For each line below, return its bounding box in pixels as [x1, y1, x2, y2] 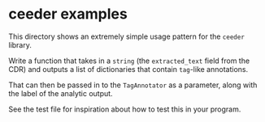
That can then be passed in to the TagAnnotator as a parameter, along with [8, 80, 258, 90]
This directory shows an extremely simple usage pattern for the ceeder [8, 32, 245, 41]
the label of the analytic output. [8, 88, 113, 98]
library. [8, 40, 33, 49]
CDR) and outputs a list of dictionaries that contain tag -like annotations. [8, 64, 249, 74]
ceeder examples [8, 5, 128, 23]
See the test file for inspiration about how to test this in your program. [8, 104, 241, 114]
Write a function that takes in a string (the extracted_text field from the [8, 56, 250, 65]
